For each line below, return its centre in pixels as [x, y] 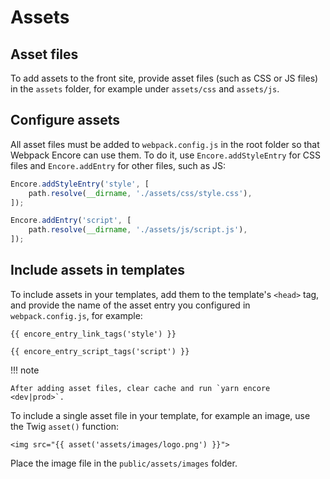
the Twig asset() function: [64, 426]
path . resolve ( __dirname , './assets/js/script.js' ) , [138, 230]
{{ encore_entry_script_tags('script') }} [100, 351]
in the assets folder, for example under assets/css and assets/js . [145, 89]
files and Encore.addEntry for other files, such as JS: [118, 165]
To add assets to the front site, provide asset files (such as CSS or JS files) [164, 78]
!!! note [25, 370]
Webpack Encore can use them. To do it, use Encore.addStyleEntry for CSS [166, 155]
